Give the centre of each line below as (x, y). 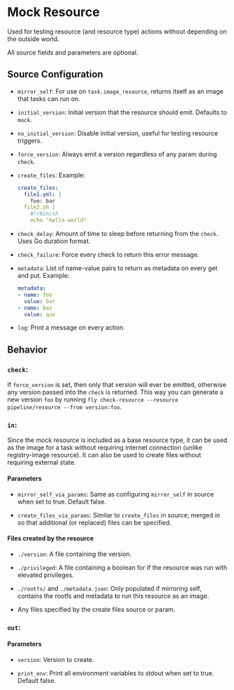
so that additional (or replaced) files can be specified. (94, 522)
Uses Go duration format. (54, 241)
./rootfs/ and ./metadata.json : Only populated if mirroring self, (109, 588)
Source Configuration (55, 74)
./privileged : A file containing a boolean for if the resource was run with (122, 567)
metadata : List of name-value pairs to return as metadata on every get (117, 268)
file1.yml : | (43, 194)
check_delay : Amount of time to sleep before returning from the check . (118, 234)
